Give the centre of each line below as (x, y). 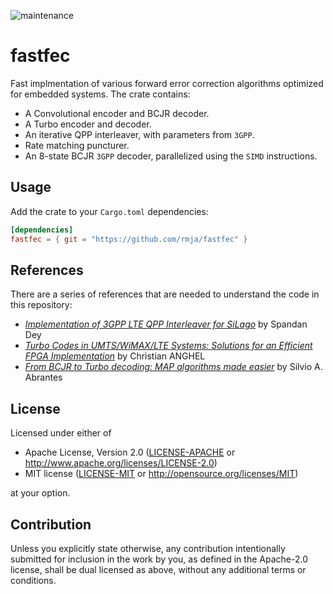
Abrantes (43, 377)
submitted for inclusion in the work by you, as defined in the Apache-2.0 (159, 559)
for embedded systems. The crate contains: (100, 94)
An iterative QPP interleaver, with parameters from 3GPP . (139, 134)
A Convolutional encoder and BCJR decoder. (117, 113)
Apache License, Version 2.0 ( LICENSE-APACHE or (130, 452)
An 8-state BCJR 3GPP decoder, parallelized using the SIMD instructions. (171, 156)
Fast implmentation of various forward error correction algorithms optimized (167, 83)
